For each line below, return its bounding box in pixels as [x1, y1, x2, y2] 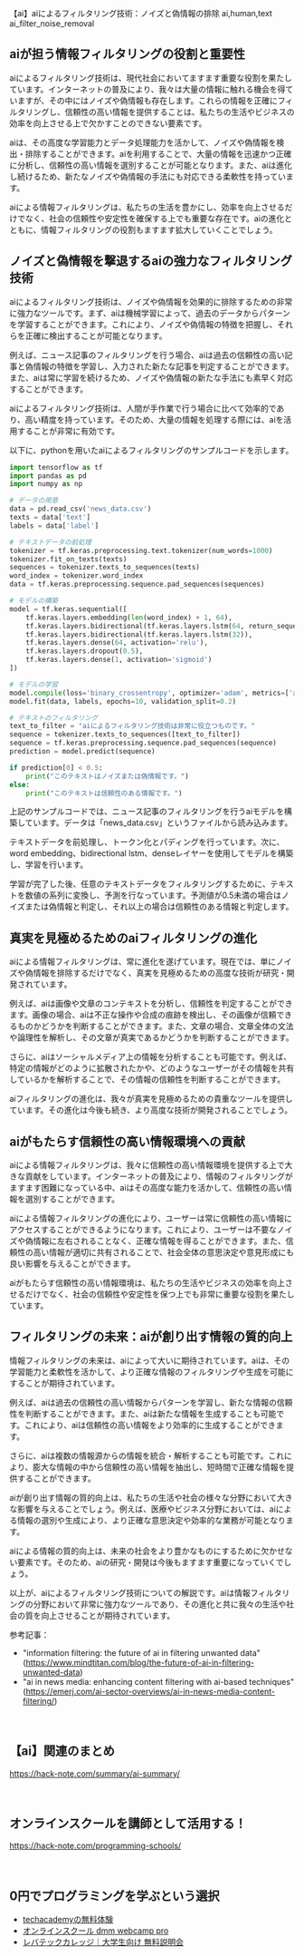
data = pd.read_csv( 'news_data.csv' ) [9, 504, 152, 514]
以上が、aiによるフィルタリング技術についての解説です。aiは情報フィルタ [9, 1587, 282, 1598]
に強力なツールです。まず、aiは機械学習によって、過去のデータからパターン [9, 307, 291, 318]
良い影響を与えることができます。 [9, 1259, 136, 1269]
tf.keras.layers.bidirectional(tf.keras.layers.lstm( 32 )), [25, 629, 253, 639]
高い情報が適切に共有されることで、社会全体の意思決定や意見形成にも [33, 1247, 295, 1258]
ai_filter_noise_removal [9, 18, 95, 29]
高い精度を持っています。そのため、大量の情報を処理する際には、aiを [24, 414, 284, 424]
